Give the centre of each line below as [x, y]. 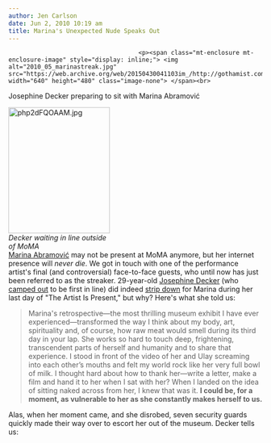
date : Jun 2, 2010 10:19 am [56, 23]
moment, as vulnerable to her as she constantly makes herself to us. [145, 399]
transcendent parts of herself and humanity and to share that [129, 348]
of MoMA [24, 246]
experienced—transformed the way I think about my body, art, [131, 322]
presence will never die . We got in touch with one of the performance [124, 264]
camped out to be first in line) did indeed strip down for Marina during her [131, 289]
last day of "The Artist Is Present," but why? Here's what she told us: [122, 298]
